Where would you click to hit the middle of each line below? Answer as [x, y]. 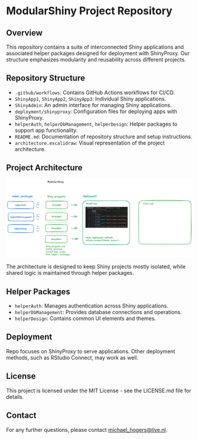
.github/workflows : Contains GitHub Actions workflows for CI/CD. [95, 92]
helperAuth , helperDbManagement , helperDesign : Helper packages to [96, 124]
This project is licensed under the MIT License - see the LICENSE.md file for [99, 390]
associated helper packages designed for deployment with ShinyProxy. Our [98, 53]
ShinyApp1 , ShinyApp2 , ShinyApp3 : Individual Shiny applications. [90, 98]
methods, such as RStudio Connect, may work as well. [72, 357]
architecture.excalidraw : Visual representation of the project [90, 143]
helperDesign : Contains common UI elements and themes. [85, 319]
